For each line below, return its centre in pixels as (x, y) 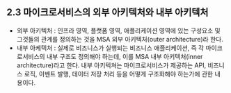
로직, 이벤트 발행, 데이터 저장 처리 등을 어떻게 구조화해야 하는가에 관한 (119, 74)
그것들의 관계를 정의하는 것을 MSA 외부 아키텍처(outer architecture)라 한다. (120, 39)
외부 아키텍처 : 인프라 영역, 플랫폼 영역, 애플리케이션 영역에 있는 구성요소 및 (118, 31)
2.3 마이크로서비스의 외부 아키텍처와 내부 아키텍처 (107, 12)
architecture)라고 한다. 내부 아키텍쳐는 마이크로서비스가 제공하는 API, (111, 65)
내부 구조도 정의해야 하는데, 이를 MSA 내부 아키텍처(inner (125, 56)
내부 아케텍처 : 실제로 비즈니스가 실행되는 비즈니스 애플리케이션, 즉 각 (110, 48)
